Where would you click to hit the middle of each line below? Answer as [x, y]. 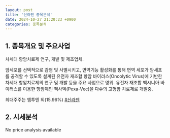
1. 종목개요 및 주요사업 [38, 46]
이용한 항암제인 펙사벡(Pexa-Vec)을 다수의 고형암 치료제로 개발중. [88, 89]
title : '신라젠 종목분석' [29, 15]
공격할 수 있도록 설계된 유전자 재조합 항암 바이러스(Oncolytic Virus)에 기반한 [86, 76]
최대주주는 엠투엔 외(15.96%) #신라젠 [43, 100]
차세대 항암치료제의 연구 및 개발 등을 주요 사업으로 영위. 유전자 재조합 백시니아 [82, 83]
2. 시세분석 [22, 117]
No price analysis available [33, 129]
